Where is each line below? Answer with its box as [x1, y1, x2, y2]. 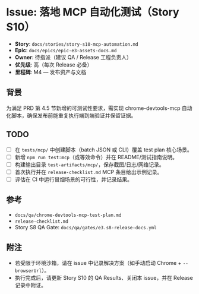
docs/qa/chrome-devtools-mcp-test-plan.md [14, 212, 122, 218]
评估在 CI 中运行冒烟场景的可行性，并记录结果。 [14, 176, 132, 183]
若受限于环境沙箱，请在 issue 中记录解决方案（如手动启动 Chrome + [14, 259, 182, 266]
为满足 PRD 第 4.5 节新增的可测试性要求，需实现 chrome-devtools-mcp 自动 [6, 105, 192, 112]
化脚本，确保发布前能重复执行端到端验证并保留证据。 [6, 112, 137, 119]
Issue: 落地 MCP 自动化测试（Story [6, 5, 179, 19]
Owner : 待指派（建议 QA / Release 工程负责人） [14, 53, 132, 61]
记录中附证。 [14, 282, 46, 289]
